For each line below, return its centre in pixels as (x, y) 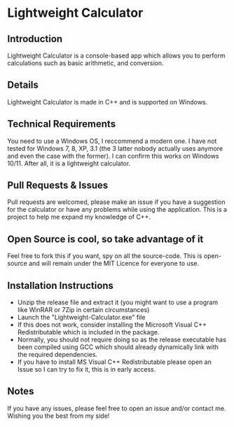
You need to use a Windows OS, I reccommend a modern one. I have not (112, 141)
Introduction (35, 39)
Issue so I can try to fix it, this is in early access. (87, 370)
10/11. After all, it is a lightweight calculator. (69, 163)
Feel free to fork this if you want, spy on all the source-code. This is (105, 256)
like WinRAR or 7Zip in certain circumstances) (83, 310)
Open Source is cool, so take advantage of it (105, 239)
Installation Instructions (61, 285)
